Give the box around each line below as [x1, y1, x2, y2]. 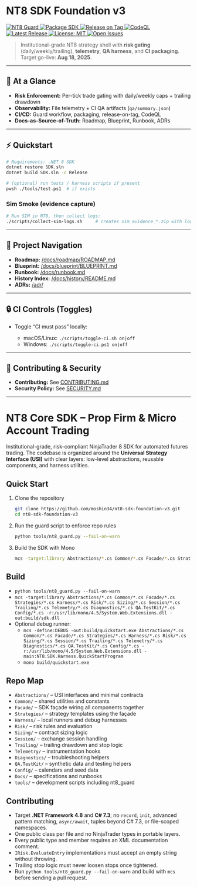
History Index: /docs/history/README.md [14, 275, 116, 282]
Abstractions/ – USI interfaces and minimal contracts [14, 692, 144, 699]
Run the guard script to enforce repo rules [14, 522, 116, 529]
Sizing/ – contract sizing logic [14, 729, 88, 736]
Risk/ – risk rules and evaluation [14, 723, 93, 730]
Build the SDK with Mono [14, 544, 75, 551]
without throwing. [14, 855, 57, 863]
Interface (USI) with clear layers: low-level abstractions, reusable [6, 456, 164, 463]
